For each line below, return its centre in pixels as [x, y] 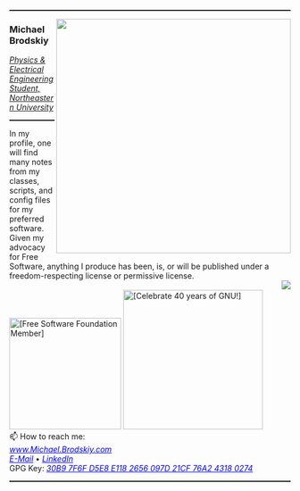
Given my [27, 238]
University [35, 107]
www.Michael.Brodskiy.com [61, 449]
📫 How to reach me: [47, 437]
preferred [27, 219]
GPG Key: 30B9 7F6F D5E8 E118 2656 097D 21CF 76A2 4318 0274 [131, 469]
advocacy [28, 247]
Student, [25, 88]
